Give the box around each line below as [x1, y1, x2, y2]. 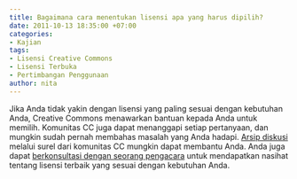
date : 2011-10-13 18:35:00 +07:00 [9, 21, 137, 30]
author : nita [9, 79, 58, 88]
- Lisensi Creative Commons [9, 54, 113, 63]
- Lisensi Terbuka [9, 63, 77, 72]
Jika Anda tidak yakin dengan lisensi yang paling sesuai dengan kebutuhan [9, 103, 284, 113]
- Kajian [9, 37, 42, 47]
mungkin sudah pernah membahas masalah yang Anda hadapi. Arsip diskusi [9, 131, 288, 142]
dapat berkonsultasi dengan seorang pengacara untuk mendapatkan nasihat [9, 150, 289, 160]
